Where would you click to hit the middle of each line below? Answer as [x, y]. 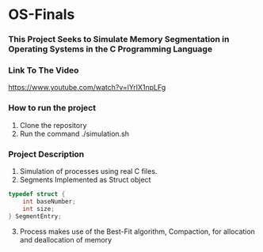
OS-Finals [42, 15]
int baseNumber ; [50, 201]
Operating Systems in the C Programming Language [110, 49]
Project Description [46, 154]
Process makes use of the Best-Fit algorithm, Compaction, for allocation [137, 231]
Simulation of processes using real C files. [88, 171]
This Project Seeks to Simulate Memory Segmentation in [119, 39]
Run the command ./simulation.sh [74, 134]
